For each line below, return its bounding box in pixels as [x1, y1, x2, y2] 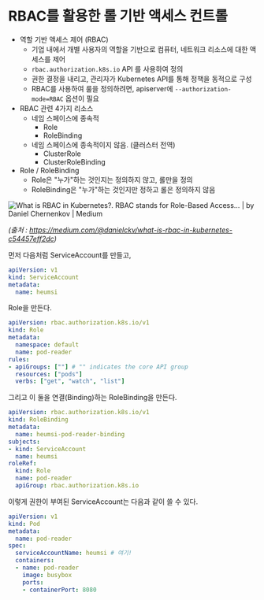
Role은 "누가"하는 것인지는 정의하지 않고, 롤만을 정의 [31, 175, 193, 184]
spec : [8, 542, 26, 550]
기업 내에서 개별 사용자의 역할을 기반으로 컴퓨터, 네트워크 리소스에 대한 [31, 44, 248, 54]
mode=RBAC [31, 95, 65, 103]
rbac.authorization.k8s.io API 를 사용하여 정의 [31, 64, 184, 73]
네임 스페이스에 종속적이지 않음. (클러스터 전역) [31, 139, 176, 150]
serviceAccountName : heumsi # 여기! [15, 549, 132, 557]
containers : [15, 557, 55, 565]
